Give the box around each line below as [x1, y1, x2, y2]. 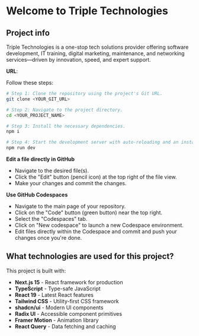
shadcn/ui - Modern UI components [14, 304, 104, 311]
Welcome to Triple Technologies [6, 4, 169, 18]
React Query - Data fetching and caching [14, 322, 117, 330]
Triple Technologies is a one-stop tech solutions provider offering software [6, 43, 189, 50]
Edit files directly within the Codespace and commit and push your [14, 228, 177, 235]
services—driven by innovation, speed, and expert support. [6, 56, 151, 63]
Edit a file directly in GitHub [6, 156, 75, 163]
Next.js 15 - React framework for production [14, 278, 123, 286]
